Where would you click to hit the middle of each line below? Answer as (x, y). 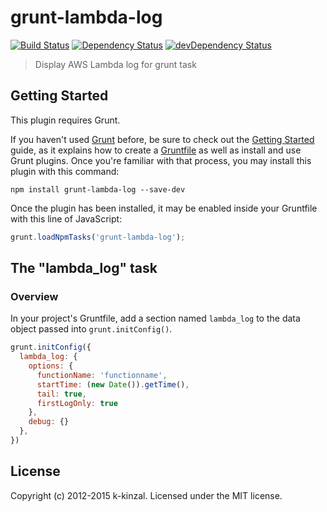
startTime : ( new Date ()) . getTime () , (113, 384)
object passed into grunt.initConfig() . (91, 329)
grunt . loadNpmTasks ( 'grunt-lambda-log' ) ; (98, 237)
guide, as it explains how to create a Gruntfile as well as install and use (156, 150)
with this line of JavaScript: (66, 218)
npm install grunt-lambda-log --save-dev (98, 189)
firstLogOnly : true (77, 403)
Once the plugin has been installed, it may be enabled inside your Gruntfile (164, 208)
